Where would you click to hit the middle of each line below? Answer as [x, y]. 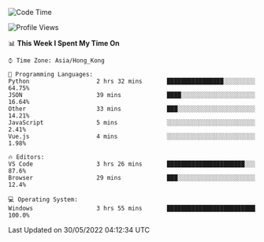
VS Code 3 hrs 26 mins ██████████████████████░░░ [132, 164]
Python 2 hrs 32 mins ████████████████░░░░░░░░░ [132, 81]
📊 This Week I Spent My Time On [64, 43]
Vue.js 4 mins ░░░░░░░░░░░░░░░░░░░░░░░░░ [132, 136]
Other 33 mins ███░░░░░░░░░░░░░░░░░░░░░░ [132, 109]
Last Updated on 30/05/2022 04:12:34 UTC [79, 230]
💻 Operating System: [43, 199]
